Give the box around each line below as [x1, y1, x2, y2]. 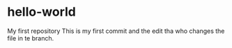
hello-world [7, 4, 77, 20]
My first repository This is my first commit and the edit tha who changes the [7, 27, 225, 35]
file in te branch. [7, 34, 54, 42]
